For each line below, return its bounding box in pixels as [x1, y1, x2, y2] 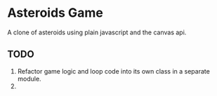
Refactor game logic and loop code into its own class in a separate [17, 67, 211, 75]
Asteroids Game [7, 5, 103, 21]
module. [17, 74, 41, 83]
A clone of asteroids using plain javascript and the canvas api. [7, 28, 187, 36]
